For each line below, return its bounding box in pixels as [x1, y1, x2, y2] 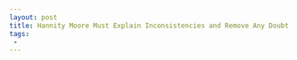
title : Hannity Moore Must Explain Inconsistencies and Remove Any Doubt [9, 21, 290, 30]
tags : [9, 29, 29, 38]
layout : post [9, 12, 58, 22]
